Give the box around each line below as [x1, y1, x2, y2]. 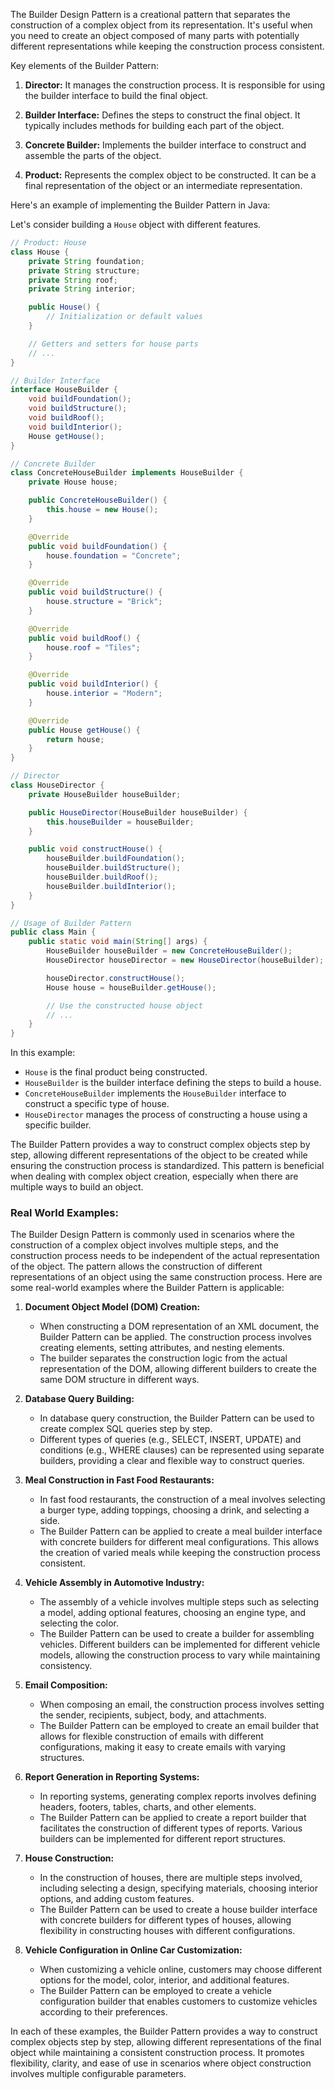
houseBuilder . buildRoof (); [46, 872, 159, 882]
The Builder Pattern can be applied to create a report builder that [39, 1812, 307, 1824]
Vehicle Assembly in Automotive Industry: [24, 1577, 205, 1589]
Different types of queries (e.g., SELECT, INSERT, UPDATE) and [39, 1434, 302, 1446]
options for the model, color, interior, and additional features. [39, 1974, 290, 1986]
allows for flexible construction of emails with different [39, 1730, 264, 1743]
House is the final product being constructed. [24, 1066, 208, 1078]
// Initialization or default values [46, 312, 203, 322]
